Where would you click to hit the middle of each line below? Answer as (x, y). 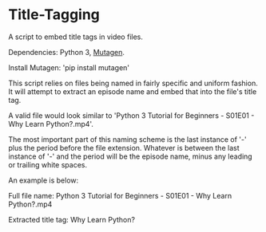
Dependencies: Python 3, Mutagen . (67, 52)
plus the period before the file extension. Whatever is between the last (124, 147)
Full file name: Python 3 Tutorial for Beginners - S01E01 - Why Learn (120, 195)
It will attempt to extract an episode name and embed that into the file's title (133, 91)
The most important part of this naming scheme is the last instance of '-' (127, 139)
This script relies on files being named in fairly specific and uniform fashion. (133, 83)
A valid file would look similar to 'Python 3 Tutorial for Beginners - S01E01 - (131, 115)
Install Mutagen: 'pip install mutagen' (69, 67)
